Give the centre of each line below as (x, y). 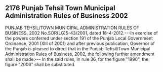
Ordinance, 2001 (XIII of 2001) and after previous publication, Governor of (80, 43)
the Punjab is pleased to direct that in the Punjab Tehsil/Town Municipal (78, 48)
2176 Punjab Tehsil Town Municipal (60, 8)
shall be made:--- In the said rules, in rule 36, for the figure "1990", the (77, 59)
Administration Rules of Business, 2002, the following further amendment (80, 54)
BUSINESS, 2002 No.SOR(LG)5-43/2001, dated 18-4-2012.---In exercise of (81, 33)
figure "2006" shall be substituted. (40, 64)
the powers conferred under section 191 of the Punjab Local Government (79, 38)
